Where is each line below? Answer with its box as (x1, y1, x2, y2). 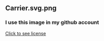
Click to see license (5, 30, 46, 36)
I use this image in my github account (5, 19, 99, 26)
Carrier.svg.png (5, 4, 57, 12)
